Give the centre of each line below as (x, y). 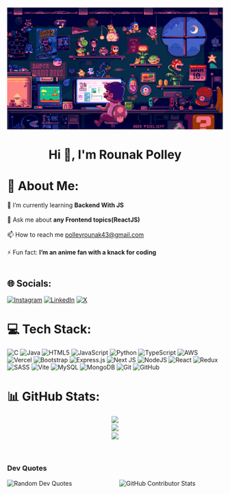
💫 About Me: (43, 186)
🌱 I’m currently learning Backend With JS (66, 205)
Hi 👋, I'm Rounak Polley (115, 154)
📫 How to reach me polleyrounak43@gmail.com (76, 235)
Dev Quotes (27, 469)
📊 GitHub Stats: (54, 396)
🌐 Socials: (29, 284)
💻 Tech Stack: (49, 329)
